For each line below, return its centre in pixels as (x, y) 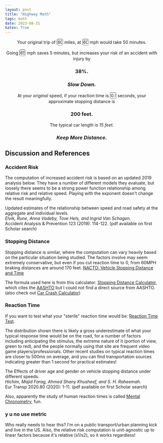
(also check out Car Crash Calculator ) (43, 293)
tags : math (16, 19)
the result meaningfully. (29, 199)
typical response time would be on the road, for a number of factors (73, 336)
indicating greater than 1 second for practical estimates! (61, 361)
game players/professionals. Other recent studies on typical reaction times (80, 351)
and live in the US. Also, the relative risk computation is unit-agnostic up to (80, 430)
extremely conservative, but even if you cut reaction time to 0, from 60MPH (81, 262)
